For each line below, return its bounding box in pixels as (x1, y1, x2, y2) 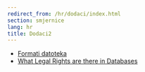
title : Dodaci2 (7, 30, 52, 37)
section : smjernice (7, 17, 65, 24)
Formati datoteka (17, 49, 67, 58)
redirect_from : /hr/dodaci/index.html (7, 10, 121, 18)
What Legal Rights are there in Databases (17, 57, 138, 66)
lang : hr (7, 23, 33, 30)
